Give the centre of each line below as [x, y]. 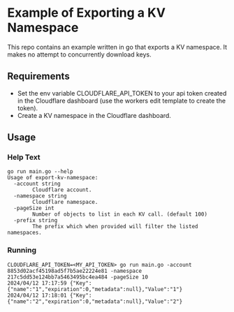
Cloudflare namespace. [65, 202]
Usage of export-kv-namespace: [53, 178]
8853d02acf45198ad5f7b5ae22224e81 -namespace [74, 271]
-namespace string [41, 196]
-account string [37, 184]
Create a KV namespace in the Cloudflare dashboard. [94, 115]
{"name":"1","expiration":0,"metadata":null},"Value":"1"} [95, 289]
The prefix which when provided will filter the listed [115, 227]
